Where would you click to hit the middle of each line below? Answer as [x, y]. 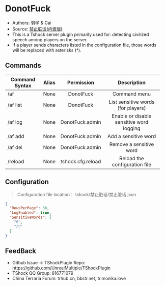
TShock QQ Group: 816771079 [43, 273]
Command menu [132, 94]
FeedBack [21, 251]
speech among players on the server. [50, 39]
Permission [81, 83]
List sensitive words [132, 102]
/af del [15, 147]
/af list [15, 105]
